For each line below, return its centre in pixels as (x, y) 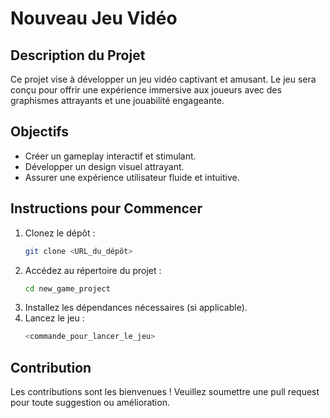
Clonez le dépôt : (60, 233)
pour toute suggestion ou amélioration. (90, 403)
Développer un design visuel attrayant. (104, 166)
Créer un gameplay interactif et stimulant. (110, 156)
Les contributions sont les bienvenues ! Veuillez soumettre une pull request (165, 392)
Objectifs (40, 132)
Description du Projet (78, 55)
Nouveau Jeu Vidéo (94, 18)
